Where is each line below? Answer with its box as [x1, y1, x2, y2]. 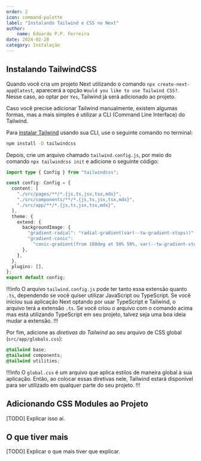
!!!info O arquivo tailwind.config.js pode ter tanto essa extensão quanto [6, 286, 187, 293]
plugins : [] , [11, 263, 44, 269]
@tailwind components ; [6, 353, 63, 359]
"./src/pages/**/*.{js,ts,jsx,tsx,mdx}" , [17, 191, 121, 198]
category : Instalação [6, 43, 60, 48]
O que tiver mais [6, 432, 69, 442]
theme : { [11, 213, 33, 219]
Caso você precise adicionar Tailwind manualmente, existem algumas [6, 104, 178, 111]
